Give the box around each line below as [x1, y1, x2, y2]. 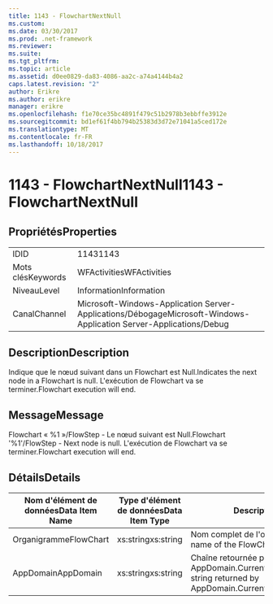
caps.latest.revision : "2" [8, 80, 100, 88]
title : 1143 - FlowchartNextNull [8, 11, 122, 20]
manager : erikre [8, 102, 63, 111]
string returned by [190, 572, 260, 584]
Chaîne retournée [190, 552, 258, 563]
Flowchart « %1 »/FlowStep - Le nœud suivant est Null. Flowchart [8, 430, 226, 440]
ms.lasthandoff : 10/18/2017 [8, 140, 104, 149]
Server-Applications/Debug [122, 318, 229, 329]
